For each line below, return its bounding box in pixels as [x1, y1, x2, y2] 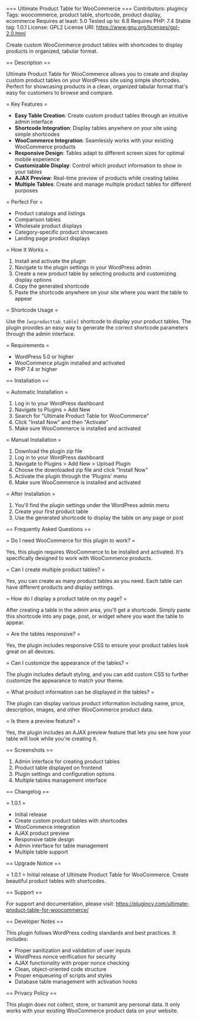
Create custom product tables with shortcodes [14, 817, 128, 824]
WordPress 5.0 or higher [14, 353, 74, 360]
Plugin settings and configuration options [14, 771, 115, 777]
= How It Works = [6, 246, 49, 253]
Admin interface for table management [14, 842, 109, 849]
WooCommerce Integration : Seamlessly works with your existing [14, 137, 173, 144]
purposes [14, 187, 38, 194]
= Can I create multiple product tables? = [6, 566, 105, 573]
